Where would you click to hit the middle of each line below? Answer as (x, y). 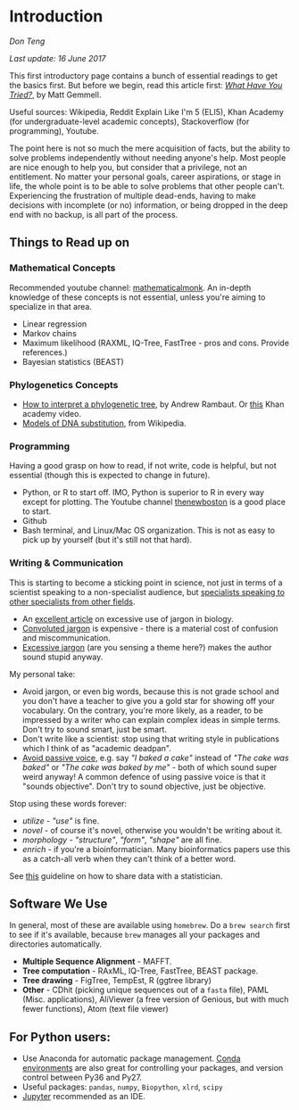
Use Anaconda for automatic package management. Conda (131, 1058)
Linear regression (54, 324)
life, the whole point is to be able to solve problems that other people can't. (147, 186)
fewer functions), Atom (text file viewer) (96, 1009)
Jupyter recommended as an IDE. (83, 1097)
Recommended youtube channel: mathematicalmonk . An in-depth (130, 287)
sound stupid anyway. (62, 657)
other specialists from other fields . (72, 601)
